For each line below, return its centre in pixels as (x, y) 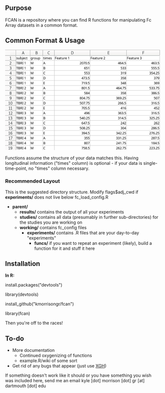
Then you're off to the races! (34, 323)
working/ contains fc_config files (53, 227)
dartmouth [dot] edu (26, 386)
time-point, (16, 168)
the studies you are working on (51, 222)
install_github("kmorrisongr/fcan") (40, 304)
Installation (23, 264)
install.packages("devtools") (34, 285)
